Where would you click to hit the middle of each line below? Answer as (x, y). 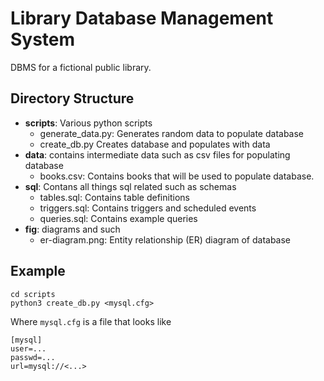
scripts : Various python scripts (88, 123)
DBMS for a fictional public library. (81, 67)
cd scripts (33, 294)
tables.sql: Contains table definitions (114, 197)
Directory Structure (72, 98)
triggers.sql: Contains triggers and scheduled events (148, 208)
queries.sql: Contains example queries (118, 218)
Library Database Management (142, 18)
